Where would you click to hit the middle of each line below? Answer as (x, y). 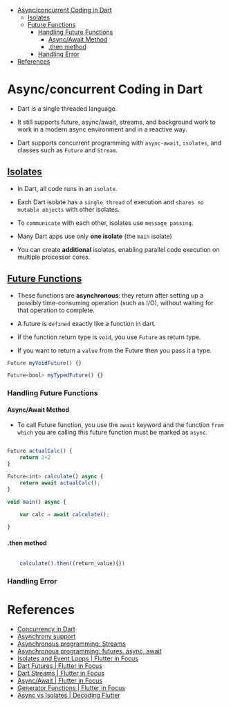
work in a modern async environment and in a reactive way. (102, 129)
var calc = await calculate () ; (65, 514)
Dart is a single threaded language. (67, 108)
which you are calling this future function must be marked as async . (112, 433)
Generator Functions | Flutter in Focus (71, 688)
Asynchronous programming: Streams (71, 644)
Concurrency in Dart (46, 629)
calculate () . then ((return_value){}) (73, 563)
